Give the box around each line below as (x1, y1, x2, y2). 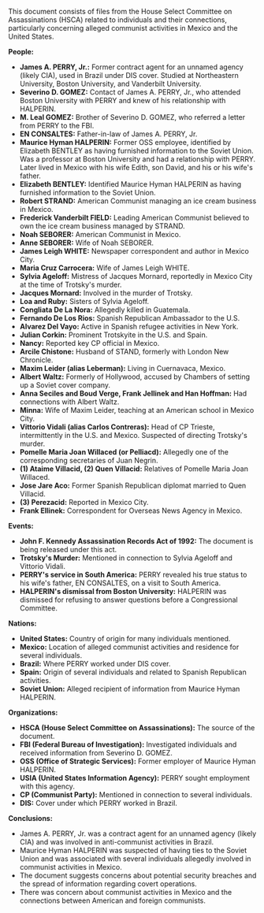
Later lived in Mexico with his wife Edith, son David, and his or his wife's (19, 163, 254, 172)
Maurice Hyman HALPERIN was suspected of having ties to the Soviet (19, 846, 247, 855)
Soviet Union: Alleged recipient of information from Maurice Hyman (19, 685, 240, 693)
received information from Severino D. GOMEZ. (19, 748, 173, 757)
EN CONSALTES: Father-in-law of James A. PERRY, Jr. (19, 129, 198, 139)
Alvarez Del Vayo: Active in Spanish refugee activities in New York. (19, 322, 239, 331)
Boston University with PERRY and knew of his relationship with (19, 96, 226, 105)
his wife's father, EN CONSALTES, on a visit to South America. (19, 578, 221, 588)
